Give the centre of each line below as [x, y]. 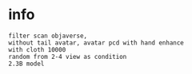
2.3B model [26, 64]
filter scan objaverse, [48, 36]
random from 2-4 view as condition [68, 56]
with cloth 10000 [37, 49]
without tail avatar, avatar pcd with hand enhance [96, 43]
